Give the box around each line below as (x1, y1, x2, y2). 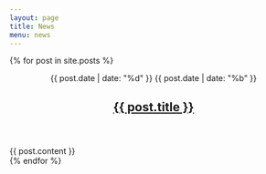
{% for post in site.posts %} (9, 56, 114, 67)
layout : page (9, 13, 59, 23)
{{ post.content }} (9, 145, 76, 156)
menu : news (9, 30, 51, 39)
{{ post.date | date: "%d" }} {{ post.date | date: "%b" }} (49, 73, 258, 84)
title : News (9, 22, 55, 31)
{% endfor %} (9, 155, 62, 166)
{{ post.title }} (112, 99, 195, 115)
